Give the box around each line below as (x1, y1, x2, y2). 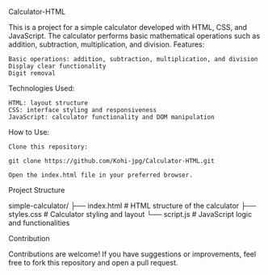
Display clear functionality (8, 62, 107, 70)
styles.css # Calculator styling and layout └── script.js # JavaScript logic (8, 210, 253, 219)
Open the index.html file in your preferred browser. (8, 171, 194, 179)
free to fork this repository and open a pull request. (8, 258, 178, 267)
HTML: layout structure (8, 99, 89, 107)
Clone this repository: (8, 143, 89, 151)
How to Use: (8, 127, 50, 136)
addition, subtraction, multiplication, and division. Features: (8, 40, 205, 49)
